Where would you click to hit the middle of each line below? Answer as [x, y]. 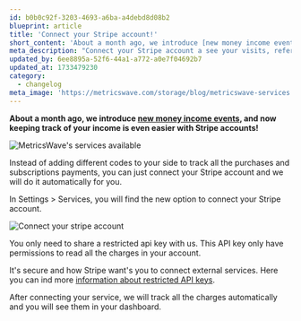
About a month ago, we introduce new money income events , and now [143, 118]
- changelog [40, 84]
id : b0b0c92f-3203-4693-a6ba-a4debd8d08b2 [90, 17]
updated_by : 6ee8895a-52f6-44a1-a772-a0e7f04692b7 [106, 59]
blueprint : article [46, 26]
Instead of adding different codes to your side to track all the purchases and [150, 162]
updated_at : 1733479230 [54, 68]
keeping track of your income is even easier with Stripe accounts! [134, 127]
